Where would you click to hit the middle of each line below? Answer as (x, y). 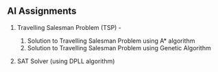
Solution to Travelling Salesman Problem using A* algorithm (111, 41)
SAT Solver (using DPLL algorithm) (66, 61)
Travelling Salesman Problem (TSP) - (69, 27)
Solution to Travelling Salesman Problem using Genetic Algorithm (119, 48)
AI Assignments (42, 11)
